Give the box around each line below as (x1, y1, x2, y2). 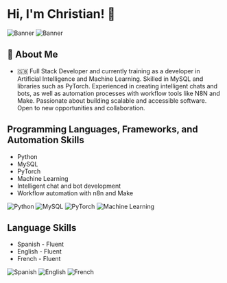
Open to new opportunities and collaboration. (16, 103, 145, 112)
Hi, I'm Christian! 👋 (7, 6, 116, 22)
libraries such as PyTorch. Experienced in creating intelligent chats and (16, 82, 218, 90)
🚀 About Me (7, 49, 58, 60)
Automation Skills (7, 134, 84, 146)
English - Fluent (16, 247, 62, 256)
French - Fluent (16, 255, 61, 263)
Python (16, 152, 38, 160)
